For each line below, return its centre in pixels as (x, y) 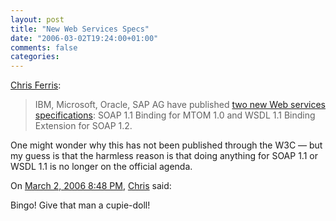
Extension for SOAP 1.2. (83, 126)
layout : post (37, 19)
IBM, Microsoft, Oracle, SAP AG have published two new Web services (180, 105)
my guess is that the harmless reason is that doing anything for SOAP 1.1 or (164, 156)
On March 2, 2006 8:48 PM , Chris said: (91, 186)
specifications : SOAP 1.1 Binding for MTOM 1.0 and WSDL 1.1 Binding (175, 115)
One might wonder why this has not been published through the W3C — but (166, 145)
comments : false (44, 47)
